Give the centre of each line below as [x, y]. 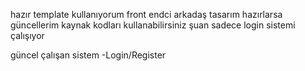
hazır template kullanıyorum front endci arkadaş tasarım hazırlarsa [146, 14]
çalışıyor [27, 35]
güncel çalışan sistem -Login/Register [88, 55]
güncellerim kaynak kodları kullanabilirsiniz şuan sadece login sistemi [153, 25]
